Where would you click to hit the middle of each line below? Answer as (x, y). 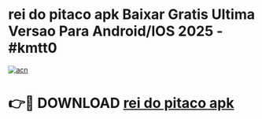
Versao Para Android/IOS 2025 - (116, 31)
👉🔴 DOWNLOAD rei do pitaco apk (121, 103)
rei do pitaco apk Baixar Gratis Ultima (132, 15)
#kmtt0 (33, 48)
